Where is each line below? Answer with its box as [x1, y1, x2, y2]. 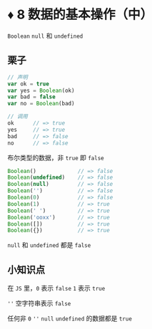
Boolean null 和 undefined [7, 31, 83, 40]
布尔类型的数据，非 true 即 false [7, 153, 105, 162]
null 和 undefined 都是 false [7, 241, 91, 249]
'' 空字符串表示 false [7, 299, 71, 308]
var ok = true [7, 80, 50, 88]
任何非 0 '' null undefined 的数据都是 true [7, 314, 132, 323]
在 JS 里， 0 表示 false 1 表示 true [7, 284, 106, 293]
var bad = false [7, 93, 56, 100]
